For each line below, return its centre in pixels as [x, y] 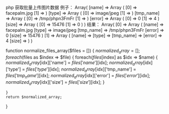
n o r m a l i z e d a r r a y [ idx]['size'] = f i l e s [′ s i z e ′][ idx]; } [55, 83]
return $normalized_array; [34, 97]
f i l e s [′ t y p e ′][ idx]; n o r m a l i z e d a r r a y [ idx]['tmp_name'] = [81, 70]
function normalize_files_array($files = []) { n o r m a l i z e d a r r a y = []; [73, 51]
